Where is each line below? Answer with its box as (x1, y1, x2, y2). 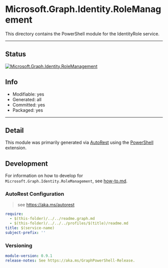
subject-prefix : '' (5, 230, 46, 235)
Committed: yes (12, 102, 45, 108)
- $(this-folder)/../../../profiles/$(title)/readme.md (9, 221, 128, 226)
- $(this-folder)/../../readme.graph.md (9, 216, 95, 221)
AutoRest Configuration (5, 190, 64, 197)
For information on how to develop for (5, 173, 83, 179)
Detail (5, 126, 24, 135)
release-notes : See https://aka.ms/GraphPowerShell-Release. (5, 258, 135, 263)
